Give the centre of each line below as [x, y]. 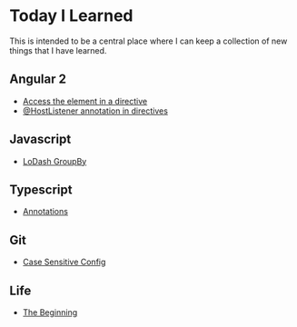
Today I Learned [71, 16]
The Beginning [50, 312]
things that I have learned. [58, 50]
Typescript [41, 189]
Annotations [45, 212]
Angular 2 [38, 79]
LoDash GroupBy [54, 161]
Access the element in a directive [85, 101]
